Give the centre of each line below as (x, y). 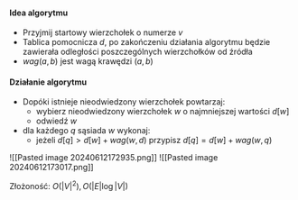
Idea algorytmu (39, 13)
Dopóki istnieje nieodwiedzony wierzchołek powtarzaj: (124, 102)
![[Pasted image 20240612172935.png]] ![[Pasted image (114, 158)
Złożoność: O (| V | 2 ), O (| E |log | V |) (69, 186)
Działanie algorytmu (48, 82)
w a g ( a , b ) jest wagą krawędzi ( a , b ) (88, 61)
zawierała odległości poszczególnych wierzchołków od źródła (137, 52)
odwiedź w (56, 121)
